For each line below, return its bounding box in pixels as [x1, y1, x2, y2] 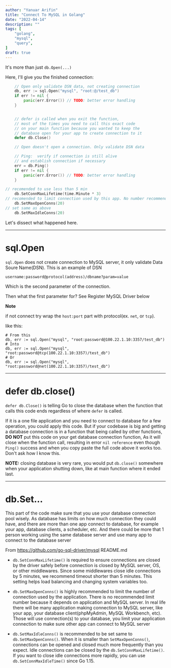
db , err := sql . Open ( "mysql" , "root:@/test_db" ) [14, 89, 120, 94]
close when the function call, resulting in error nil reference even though [5, 439, 160, 445]
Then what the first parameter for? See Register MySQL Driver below [5, 293, 150, 299]
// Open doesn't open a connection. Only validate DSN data [14, 145, 145, 150]
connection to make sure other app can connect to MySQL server [12, 621, 150, 627]
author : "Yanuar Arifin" [5, 7, 58, 13]
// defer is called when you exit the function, [14, 116, 120, 121]
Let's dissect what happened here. [5, 220, 78, 226]
